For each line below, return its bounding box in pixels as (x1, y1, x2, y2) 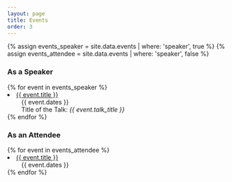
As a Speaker (7, 67, 54, 77)
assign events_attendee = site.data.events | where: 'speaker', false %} (7, 50, 210, 58)
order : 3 (7, 23, 33, 30)
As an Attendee (7, 130, 61, 139)
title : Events (7, 17, 49, 24)
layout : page (7, 10, 45, 17)
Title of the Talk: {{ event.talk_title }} (21, 105, 125, 114)
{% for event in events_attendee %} (7, 146, 110, 154)
